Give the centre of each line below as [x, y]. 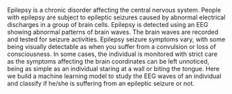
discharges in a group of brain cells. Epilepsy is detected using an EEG [108, 25]
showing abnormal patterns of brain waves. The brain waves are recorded [113, 32]
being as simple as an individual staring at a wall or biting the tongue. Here [114, 69]
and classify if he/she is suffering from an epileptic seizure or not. [101, 83]
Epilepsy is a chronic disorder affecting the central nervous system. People [114, 10]
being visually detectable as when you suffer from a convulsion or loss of [111, 47]
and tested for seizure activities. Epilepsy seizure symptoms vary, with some [116, 39]
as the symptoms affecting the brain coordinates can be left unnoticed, [108, 61]
